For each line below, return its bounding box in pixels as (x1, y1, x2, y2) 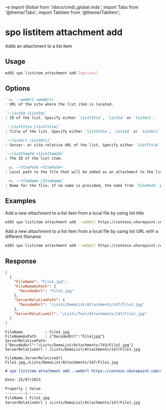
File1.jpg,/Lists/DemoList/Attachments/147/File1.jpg (5, 360, 119, 365)
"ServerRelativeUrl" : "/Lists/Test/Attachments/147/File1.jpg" (14, 311, 147, 316)
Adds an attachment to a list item (5, 43, 73, 49)
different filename (5, 233, 41, 239)
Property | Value (5, 386, 41, 391)
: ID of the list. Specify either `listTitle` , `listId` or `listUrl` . (5, 116, 156, 121)
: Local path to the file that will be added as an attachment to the (5, 170, 154, 175)
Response (5, 257, 37, 265)
